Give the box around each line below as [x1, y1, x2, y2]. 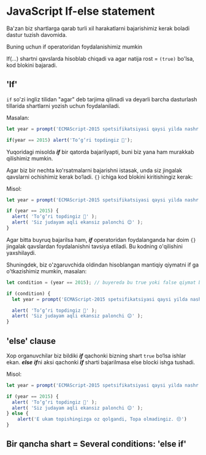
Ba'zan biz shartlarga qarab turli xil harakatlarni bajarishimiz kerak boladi [6, 25, 190, 32]
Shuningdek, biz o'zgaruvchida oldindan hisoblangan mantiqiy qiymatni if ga [6, 261, 199, 268]
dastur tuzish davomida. [6, 31, 67, 38]
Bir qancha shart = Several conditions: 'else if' [6, 439, 187, 449]
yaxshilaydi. [6, 249, 36, 256]
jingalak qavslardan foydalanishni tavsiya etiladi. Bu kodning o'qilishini [6, 243, 183, 250]
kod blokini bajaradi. [6, 61, 58, 69]
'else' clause [6, 336, 56, 346]
